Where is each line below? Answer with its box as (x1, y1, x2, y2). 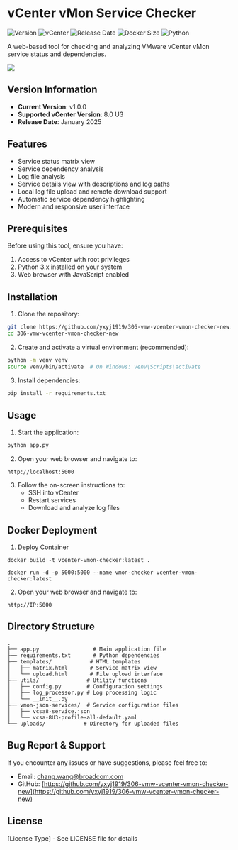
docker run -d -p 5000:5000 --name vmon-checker (7, 569, 154, 576)
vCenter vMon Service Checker (7, 5, 197, 21)
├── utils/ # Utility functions (7, 676, 147, 684)
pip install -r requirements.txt (7, 390, 106, 397)
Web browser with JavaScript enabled (17, 270, 130, 279)
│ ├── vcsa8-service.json (7, 707, 91, 714)
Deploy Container (17, 543, 69, 551)
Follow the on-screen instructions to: (17, 481, 125, 490)
